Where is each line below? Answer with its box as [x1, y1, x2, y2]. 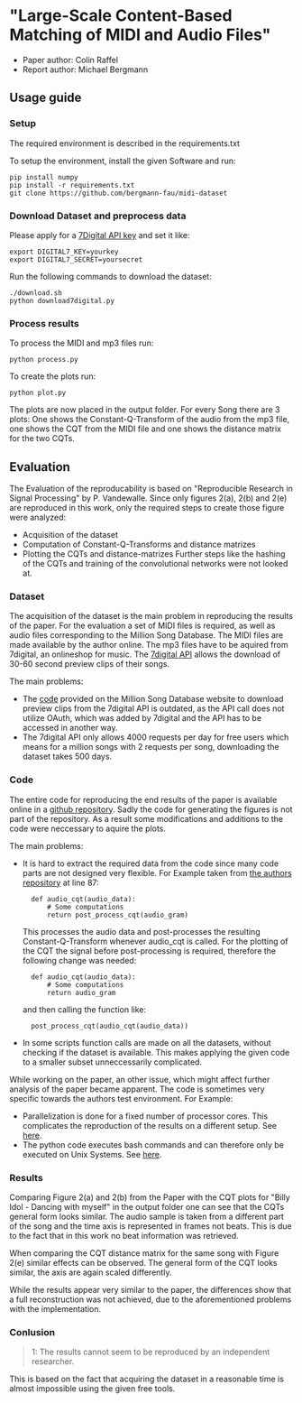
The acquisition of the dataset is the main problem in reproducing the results [9, 611, 294, 622]
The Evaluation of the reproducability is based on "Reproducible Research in [9, 484, 293, 494]
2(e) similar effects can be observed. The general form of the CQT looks [9, 1257, 278, 1268]
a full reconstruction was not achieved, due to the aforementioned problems [9, 1294, 292, 1305]
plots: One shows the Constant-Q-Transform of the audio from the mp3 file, [9, 414, 290, 425]
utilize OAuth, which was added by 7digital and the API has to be [22, 713, 262, 724]
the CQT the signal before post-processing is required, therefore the [22, 945, 277, 956]
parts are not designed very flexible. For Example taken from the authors [22, 867, 293, 878]
